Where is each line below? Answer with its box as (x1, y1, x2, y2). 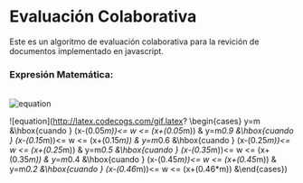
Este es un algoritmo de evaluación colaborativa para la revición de (9, 36, 260, 47)
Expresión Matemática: (9, 68, 114, 80)
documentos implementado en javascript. (9, 45, 165, 56)
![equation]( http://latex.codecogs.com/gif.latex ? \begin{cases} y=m (9, 115, 260, 127)
